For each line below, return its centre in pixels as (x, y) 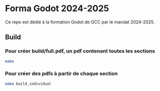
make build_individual (28, 84)
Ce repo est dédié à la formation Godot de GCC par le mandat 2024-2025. (80, 22)
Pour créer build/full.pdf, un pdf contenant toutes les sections (80, 51)
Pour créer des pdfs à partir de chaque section (61, 73)
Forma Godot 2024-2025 (57, 9)
